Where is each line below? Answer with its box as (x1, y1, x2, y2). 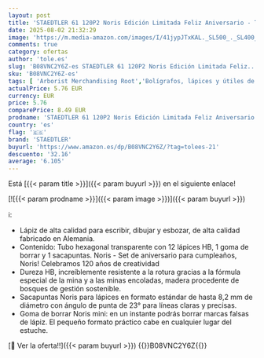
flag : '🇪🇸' (8, 128, 47, 136)
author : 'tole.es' (8, 56, 68, 64)
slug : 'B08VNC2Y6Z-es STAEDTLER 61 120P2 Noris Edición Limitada (8, 63, 226, 71)
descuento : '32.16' (8, 150, 72, 158)
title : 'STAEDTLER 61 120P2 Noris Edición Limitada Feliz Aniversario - (8, 19, 251, 27)
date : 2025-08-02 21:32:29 (8, 26, 97, 34)
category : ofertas (8, 48, 68, 56)
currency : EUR (8, 92, 55, 100)
